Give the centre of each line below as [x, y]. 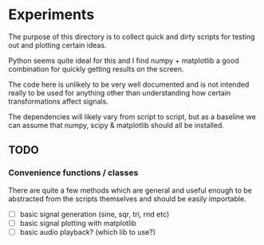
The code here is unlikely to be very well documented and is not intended [129, 84]
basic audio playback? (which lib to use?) [88, 231]
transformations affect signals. [59, 101]
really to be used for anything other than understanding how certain [120, 92]
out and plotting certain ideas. [57, 45]
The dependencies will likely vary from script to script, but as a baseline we [132, 116]
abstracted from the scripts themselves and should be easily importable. [127, 198]
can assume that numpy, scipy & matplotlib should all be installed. [116, 125]
